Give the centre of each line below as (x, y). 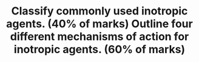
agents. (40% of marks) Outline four (99, 24)
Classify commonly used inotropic (99, 11)
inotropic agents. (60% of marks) (99, 50)
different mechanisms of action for (99, 37)
